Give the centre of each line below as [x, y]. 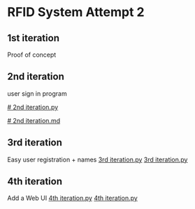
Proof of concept [32, 55]
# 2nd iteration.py [33, 107]
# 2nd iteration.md [34, 120]
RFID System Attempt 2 [76, 12]
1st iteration [33, 38]
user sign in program [37, 93]
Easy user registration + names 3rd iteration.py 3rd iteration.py [97, 159]
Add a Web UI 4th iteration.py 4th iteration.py [72, 198]
